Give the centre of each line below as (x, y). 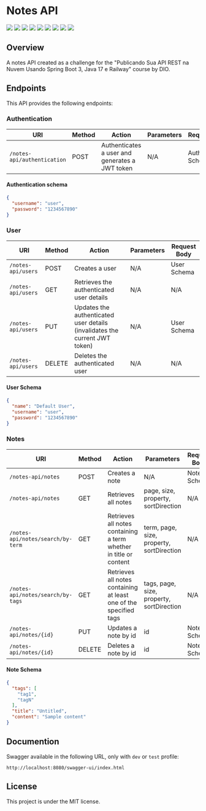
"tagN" (26, 700)
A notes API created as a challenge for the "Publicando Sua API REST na (98, 63)
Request (184, 246)
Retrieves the (93, 282)
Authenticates (121, 145)
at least (118, 594)
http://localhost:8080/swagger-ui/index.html (65, 767)
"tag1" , (27, 694)
